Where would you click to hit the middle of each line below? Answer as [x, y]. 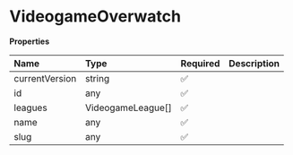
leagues [30, 108]
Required [200, 63]
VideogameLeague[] [128, 108]
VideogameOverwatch [95, 17]
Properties [30, 41]
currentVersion [45, 78]
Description [254, 63]
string [97, 78]
